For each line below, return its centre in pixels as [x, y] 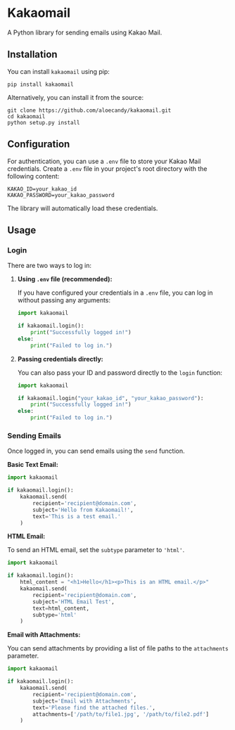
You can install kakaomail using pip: [59, 71]
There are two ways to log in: [50, 266]
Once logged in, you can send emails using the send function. [96, 451]
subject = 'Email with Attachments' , [85, 701]
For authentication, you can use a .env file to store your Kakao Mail [104, 161]
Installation [32, 55]
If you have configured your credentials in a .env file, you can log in [115, 293]
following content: [33, 176]
